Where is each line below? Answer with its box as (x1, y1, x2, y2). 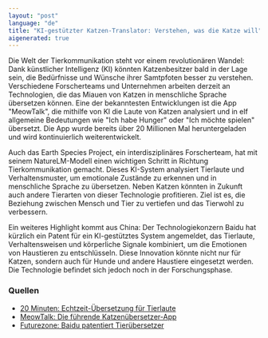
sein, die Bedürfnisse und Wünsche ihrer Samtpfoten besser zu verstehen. (8, 73, 254, 82)
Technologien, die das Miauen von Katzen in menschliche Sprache (8, 89, 227, 100)
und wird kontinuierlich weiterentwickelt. (8, 133, 142, 142)
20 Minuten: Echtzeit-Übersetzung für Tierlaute (19, 303, 176, 312)
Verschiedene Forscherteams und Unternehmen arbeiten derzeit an (8, 82, 231, 91)
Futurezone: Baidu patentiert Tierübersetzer (19, 320, 165, 330)
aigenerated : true (8, 34, 69, 42)
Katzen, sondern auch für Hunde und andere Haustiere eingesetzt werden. (8, 256, 254, 266)
